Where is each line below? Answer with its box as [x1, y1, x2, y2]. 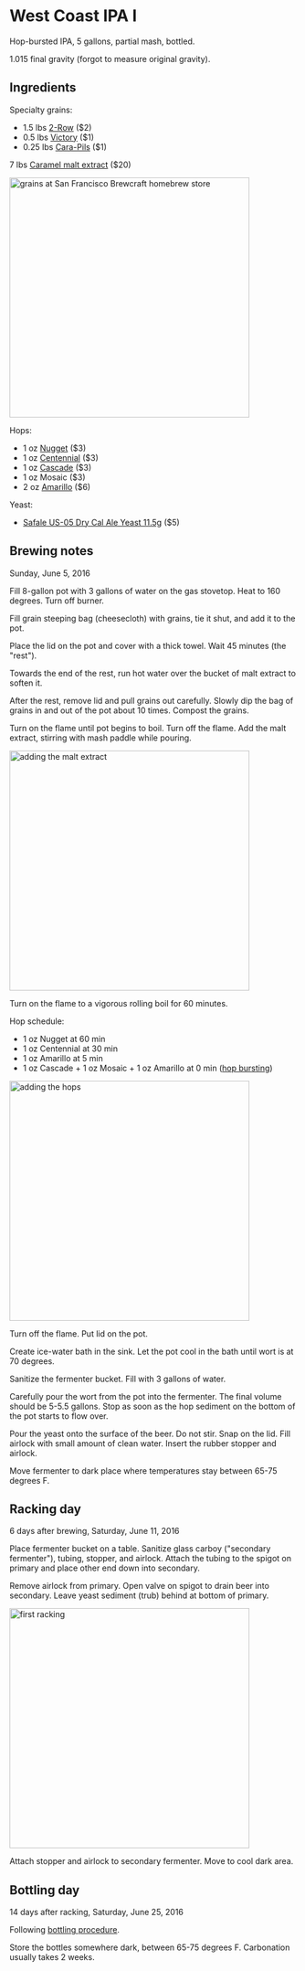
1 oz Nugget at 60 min [22, 1033, 106, 1044]
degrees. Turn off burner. [9, 595, 105, 606]
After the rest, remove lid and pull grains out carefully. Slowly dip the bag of [9, 695, 294, 706]
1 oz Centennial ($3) [22, 452, 99, 463]
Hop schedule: [9, 1016, 65, 1027]
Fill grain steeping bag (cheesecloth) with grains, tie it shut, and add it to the [9, 613, 296, 623]
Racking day [9, 1501, 82, 1517]
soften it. [9, 677, 43, 688]
